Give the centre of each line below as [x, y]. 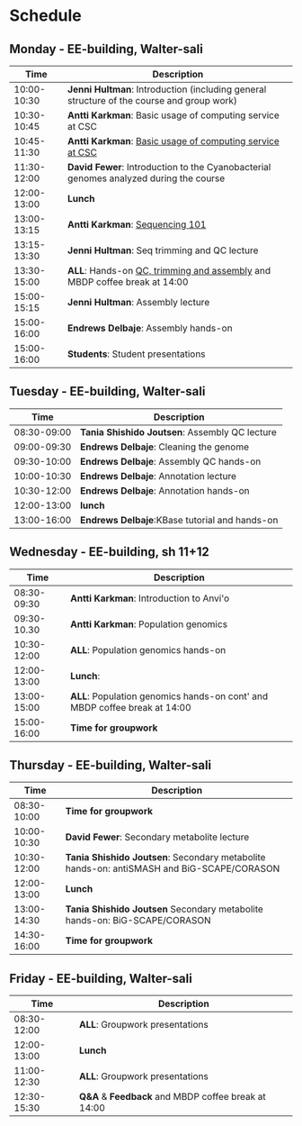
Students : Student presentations [136, 354]
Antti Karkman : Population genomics [149, 624]
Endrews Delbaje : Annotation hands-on [164, 490]
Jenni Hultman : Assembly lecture [138, 302]
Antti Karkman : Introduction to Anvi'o [150, 598]
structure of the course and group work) [152, 100]
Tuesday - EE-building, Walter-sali [107, 391]
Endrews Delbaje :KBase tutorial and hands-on [179, 520]
